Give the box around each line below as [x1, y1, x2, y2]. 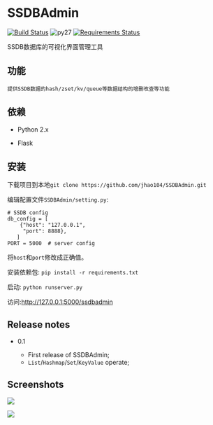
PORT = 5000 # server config [7, 240, 96, 247]
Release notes [7, 319, 71, 330]
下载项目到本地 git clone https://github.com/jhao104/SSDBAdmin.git [7, 181, 207, 189]
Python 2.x [17, 125, 49, 134]
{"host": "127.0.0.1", [20, 222, 86, 229]
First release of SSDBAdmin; [27, 351, 110, 359]
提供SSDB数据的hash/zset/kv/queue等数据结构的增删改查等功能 [7, 85, 170, 92]
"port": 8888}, [22, 228, 68, 235]
